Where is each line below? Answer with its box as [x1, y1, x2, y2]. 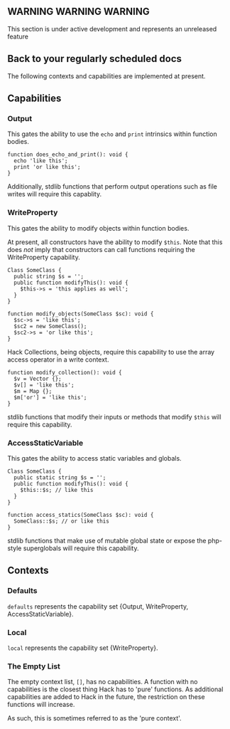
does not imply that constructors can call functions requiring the [7, 245, 195, 253]
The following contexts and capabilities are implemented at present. [7, 71, 206, 80]
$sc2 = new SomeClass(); [13, 322, 87, 330]
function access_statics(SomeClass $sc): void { [7, 511, 154, 518]
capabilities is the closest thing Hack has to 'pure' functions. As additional [7, 685, 224, 693]
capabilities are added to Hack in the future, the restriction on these [7, 693, 205, 701]
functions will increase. [7, 701, 75, 709]
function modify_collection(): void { [7, 369, 122, 376]
